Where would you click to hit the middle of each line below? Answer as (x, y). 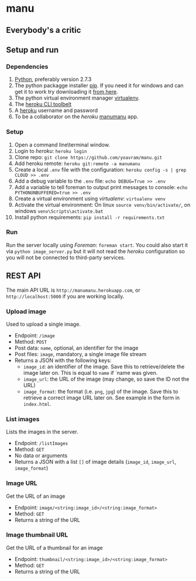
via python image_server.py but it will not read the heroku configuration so (96, 251)
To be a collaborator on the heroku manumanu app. (76, 117)
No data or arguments (41, 456)
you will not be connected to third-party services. (66, 257)
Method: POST (31, 341)
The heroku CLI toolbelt (43, 104)
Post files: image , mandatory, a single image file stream (80, 354)
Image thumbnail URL (37, 535)
